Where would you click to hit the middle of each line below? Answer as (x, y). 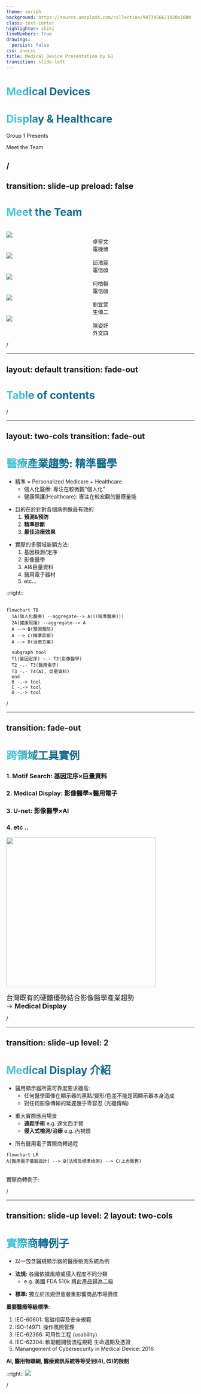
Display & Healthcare (59, 119)
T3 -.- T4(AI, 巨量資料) (41, 672)
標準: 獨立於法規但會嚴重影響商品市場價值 (66, 1294)
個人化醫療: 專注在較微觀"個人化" (65, 489)
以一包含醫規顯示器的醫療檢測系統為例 (62, 1261)
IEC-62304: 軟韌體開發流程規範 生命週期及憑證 (73, 1342)
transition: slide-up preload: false (70, 186)
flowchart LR (22, 1155)
